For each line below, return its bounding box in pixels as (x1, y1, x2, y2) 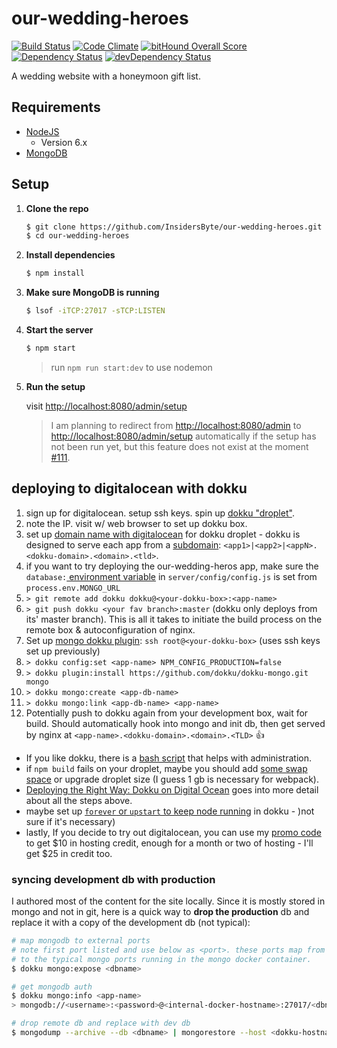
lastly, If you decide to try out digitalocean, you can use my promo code (25, 826, 322, 838)
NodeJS (25, 125, 60, 137)
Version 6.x (40, 136, 88, 148)
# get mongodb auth (11, 982, 93, 992)
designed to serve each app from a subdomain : (25, 538, 222, 551)
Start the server (25, 324, 94, 336)
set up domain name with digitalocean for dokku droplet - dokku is (25, 528, 301, 540)
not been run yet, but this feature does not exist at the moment (50, 440, 309, 452)
